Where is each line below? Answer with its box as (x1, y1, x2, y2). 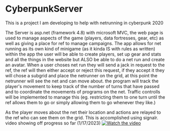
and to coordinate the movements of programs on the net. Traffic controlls (5, 89, 161, 95)
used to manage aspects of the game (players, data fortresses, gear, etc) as (5, 35, 164, 41)
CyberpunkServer (5, 3, 83, 15)
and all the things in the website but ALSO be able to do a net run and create (5, 56, 165, 62)
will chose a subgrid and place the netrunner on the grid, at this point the (5, 72, 158, 78)
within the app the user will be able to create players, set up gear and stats (5, 51, 161, 57)
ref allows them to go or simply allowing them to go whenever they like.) (5, 99, 156, 105)
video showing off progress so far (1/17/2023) (5, 120, 101, 126)
